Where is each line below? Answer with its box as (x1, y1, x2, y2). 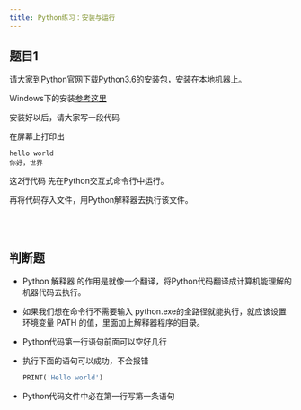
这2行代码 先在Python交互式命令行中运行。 (9, 176, 169, 187)
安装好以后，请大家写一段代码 (9, 112, 120, 123)
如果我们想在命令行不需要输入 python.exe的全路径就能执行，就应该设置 (22, 306, 288, 317)
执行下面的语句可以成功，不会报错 (22, 355, 149, 366)
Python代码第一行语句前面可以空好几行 (22, 336, 168, 347)
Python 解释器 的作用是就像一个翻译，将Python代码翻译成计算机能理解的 (22, 275, 292, 287)
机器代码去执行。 (22, 287, 86, 298)
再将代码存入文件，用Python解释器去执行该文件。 (9, 195, 193, 205)
